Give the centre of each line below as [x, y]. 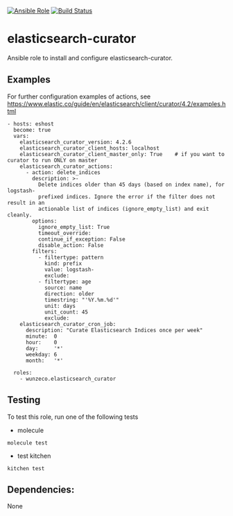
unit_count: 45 [66, 312]
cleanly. [20, 215]
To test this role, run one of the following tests [73, 417]
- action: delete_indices [63, 172]
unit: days [60, 306]
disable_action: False [71, 245]
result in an [26, 203]
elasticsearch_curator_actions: [66, 166]
